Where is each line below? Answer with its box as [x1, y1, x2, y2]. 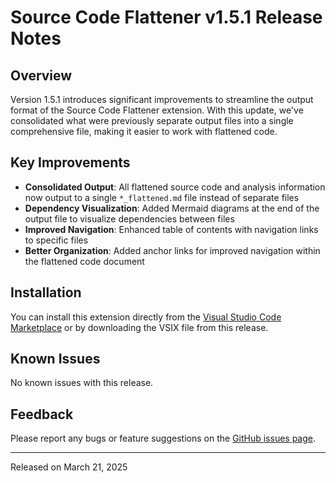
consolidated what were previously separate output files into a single [10, 115, 294, 126]
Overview [10, 67, 73, 84]
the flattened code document [24, 255, 145, 267]
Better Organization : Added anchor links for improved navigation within [24, 244, 321, 256]
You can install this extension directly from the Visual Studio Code [10, 311, 282, 323]
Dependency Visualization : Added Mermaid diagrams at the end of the [24, 202, 320, 214]
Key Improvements [10, 154, 131, 171]
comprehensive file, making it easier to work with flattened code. [10, 126, 278, 137]
